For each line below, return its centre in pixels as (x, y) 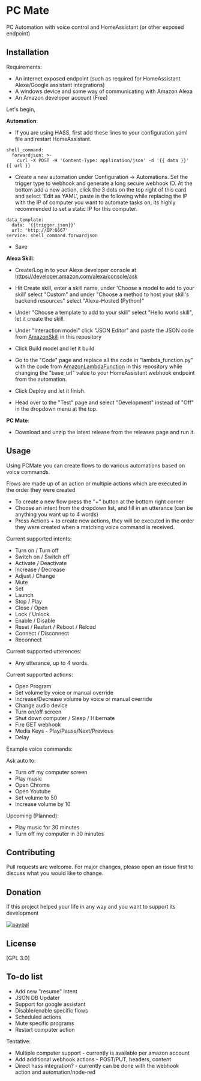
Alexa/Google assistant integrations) (60, 85)
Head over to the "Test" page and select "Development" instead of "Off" (104, 402)
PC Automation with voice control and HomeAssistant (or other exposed (95, 27)
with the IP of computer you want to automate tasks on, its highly (95, 202)
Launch (24, 595)
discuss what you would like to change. (55, 873)
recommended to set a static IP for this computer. (76, 208)
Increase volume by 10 (43, 804)
